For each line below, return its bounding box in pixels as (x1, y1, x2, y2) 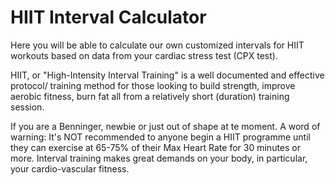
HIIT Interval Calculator (10, 6, 207, 29)
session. (10, 101, 45, 113)
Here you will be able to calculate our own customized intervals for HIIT (10, 39, 305, 51)
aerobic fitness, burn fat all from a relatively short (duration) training (10, 90, 290, 102)
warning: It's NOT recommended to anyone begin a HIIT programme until (10, 131, 311, 143)
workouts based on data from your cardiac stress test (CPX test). (10, 49, 278, 61)
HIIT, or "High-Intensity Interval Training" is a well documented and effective (10, 69, 325, 81)
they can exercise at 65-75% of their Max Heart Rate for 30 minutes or (10, 141, 302, 153)
